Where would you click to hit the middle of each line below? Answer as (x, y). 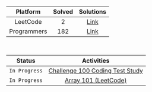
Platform (28, 12)
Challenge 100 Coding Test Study (96, 71)
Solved (63, 12)
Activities (96, 61)
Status (26, 61)
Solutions (93, 12)
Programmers (28, 31)
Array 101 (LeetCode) (96, 80)
